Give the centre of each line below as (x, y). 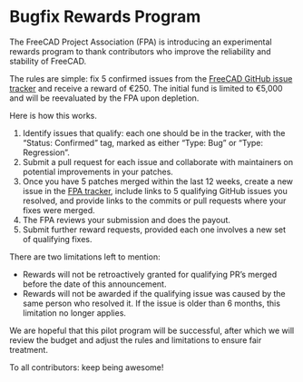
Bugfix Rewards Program (105, 17)
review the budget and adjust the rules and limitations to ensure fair (136, 340)
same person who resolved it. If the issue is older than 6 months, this (151, 303)
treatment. (29, 349)
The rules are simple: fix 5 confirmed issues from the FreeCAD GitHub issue (151, 78)
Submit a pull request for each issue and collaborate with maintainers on (157, 162)
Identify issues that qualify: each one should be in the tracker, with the (154, 132)
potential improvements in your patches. (98, 171)
